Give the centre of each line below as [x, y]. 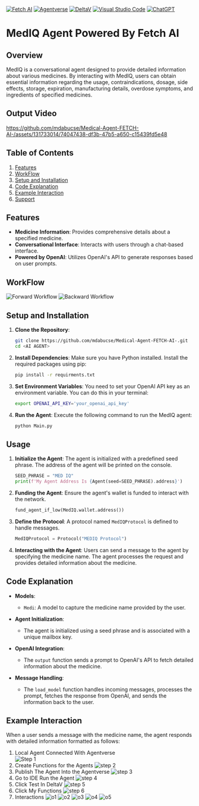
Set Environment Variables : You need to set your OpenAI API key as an [102, 386]
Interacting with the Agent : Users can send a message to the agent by [102, 550]
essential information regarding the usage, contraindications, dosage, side [97, 82]
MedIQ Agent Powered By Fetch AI [93, 33]
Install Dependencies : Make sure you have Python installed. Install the [101, 357]
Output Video [31, 113]
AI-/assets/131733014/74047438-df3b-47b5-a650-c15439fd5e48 [87, 134]
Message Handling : [39, 678]
